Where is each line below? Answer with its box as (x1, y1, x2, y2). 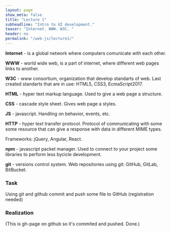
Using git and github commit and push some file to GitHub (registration (5, 191, 154, 197)
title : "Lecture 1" (5, 17, 47, 22)
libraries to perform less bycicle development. (5, 151, 102, 157)
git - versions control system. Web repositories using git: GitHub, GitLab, (5, 161, 158, 167)
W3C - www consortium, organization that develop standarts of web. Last (5, 75, 161, 81)
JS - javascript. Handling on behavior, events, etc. (5, 111, 111, 117)
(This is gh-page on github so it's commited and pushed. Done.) (5, 221, 140, 227)
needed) (5, 197, 23, 203)
